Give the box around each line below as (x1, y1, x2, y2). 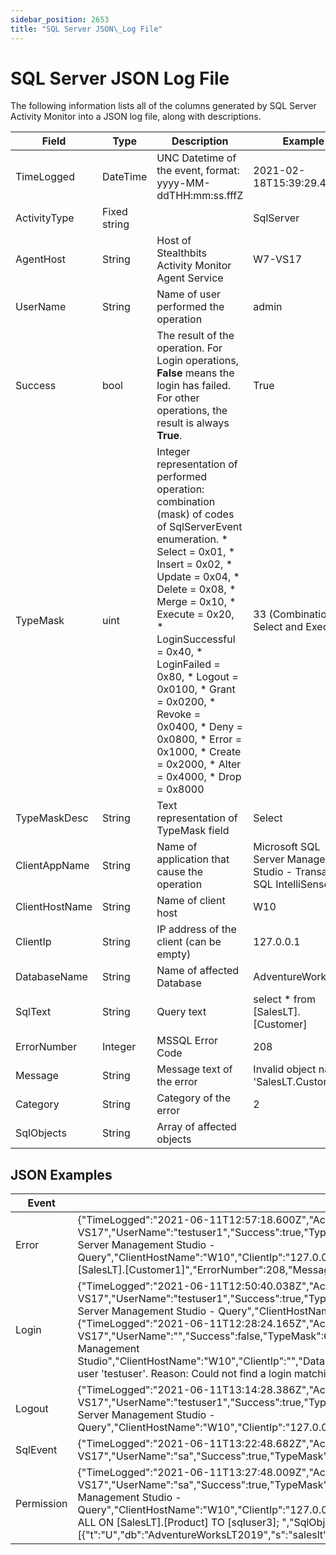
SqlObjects (15, 1126, 67, 1140)
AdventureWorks (253, 970, 332, 984)
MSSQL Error (156, 1034, 219, 1048)
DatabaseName (15, 970, 88, 984)
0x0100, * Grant (156, 682, 236, 696)
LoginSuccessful (156, 632, 236, 646)
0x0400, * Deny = (156, 720, 243, 734)
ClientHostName (15, 900, 93, 914)
